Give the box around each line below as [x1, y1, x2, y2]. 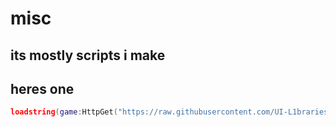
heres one [10, 80, 75, 97]
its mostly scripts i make [10, 47, 166, 64]
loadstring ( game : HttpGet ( [10, 107, 118, 117]
